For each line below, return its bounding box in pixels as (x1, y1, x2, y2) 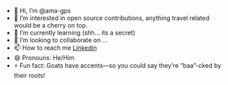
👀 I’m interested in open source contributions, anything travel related (13, 14, 210, 22)
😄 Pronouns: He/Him (13, 54, 75, 62)
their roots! (13, 71, 46, 79)
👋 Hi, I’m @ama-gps (13, 7, 71, 15)
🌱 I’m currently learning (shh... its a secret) (13, 28, 136, 37)
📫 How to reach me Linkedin (13, 44, 97, 52)
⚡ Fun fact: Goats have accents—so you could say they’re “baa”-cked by (13, 62, 222, 69)
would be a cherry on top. (13, 21, 88, 29)
